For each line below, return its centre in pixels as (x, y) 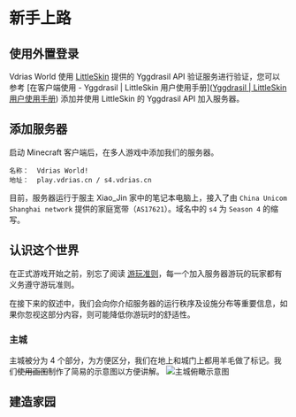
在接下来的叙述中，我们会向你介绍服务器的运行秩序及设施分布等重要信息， (144, 303)
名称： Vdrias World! (49, 170)
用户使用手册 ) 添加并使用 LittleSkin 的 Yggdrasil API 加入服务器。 (127, 99)
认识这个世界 (44, 250)
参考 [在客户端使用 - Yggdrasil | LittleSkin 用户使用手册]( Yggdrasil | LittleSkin (148, 88)
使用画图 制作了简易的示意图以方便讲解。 (91, 371)
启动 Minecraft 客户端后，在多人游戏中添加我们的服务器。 (114, 152)
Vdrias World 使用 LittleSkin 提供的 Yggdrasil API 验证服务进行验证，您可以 (145, 77)
